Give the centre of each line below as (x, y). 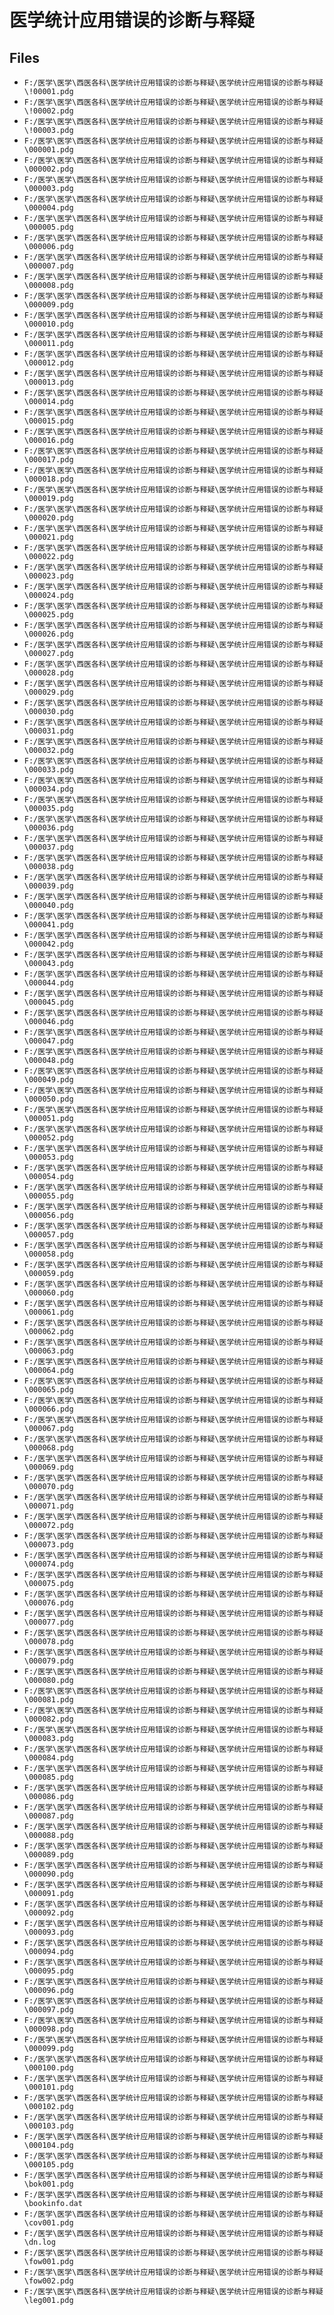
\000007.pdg (48, 266)
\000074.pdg (48, 1564)
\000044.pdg (48, 983)
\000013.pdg (48, 382)
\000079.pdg (48, 1661)
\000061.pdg (48, 1312)
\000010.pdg (48, 324)
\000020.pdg (48, 518)
